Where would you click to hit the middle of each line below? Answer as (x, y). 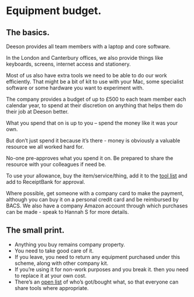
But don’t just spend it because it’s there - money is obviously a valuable (93, 141)
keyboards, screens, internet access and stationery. (69, 64)
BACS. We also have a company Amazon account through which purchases (97, 206)
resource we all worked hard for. (45, 147)
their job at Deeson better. (37, 112)
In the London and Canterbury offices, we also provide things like (85, 58)
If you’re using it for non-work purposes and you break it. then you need (101, 269)
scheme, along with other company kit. (61, 263)
